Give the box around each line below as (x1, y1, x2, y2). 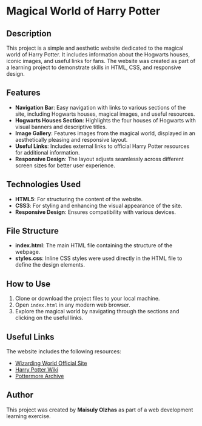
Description (6, 28, 52, 39)
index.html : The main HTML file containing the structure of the (15, 242, 173, 249)
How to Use (6, 279, 51, 289)
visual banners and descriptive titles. (15, 123, 107, 130)
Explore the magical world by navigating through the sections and (15, 308, 180, 315)
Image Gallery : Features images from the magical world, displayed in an (15, 129, 196, 137)
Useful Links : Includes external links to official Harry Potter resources (15, 142, 190, 150)
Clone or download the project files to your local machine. (15, 295, 160, 302)
